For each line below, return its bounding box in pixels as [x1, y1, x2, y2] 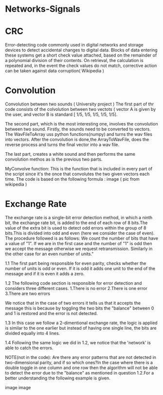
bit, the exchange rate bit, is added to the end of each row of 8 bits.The [5, 220, 148, 226]
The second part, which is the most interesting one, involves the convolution [5, 121, 158, 127]
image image [5, 385, 31, 390]
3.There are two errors [5, 291, 50, 296]
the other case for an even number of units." [5, 251, 94, 257]
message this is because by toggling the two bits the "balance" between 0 [5, 305, 154, 311]
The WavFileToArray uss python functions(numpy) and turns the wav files [5, 131, 152, 137]
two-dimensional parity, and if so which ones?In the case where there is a [5, 360, 153, 365]
